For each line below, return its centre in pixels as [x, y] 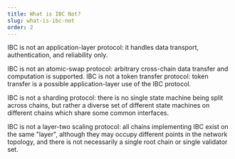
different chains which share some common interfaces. [88, 113]
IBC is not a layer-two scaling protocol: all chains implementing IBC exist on [118, 127]
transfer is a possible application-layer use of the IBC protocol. [99, 84]
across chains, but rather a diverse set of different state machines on [109, 106]
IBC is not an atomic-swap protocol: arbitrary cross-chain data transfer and [118, 69]
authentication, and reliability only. [58, 55]
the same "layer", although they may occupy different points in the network [117, 134]
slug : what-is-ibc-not [41, 21]
